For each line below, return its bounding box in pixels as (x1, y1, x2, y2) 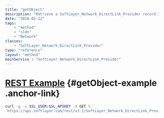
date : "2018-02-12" (5, 16, 45, 21)
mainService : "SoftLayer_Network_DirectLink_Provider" (5, 57, 121, 62)
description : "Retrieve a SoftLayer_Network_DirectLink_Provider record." (5, 12, 161, 17)
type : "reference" (5, 48, 42, 52)
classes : (5, 39, 23, 44)
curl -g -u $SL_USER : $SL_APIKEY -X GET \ (5, 104, 91, 109)
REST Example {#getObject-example (5, 78, 157, 89)
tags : (5, 20, 16, 26)
